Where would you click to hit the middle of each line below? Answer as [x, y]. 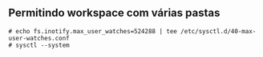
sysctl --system [42, 45]
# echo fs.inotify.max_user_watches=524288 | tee [93, 31]
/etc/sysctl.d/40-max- [218, 31]
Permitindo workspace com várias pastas [114, 13]
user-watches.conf [39, 38]
